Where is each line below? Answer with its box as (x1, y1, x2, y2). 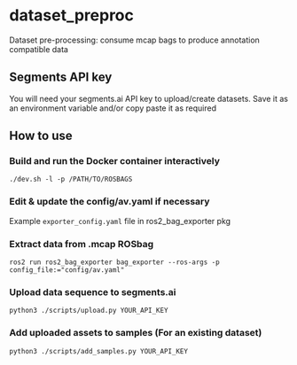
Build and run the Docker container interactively (9, 155, 220, 167)
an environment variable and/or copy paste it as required (9, 103, 217, 113)
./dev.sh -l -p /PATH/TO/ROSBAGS (9, 175, 133, 184)
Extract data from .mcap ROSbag (9, 237, 154, 250)
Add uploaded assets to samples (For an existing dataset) (9, 327, 262, 339)
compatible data (9, 43, 69, 54)
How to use (9, 128, 73, 144)
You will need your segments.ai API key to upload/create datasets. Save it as (9, 93, 288, 104)
